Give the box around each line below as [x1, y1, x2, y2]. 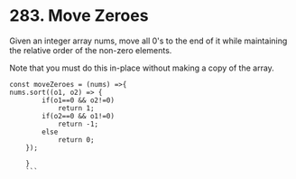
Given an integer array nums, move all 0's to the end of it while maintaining [9, 35, 288, 46]
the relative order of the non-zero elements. [9, 44, 172, 55]
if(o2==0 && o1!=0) [42, 111, 116, 120]
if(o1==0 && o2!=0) [42, 96, 116, 105]
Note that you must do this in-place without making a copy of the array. [9, 62, 275, 73]
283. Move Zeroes [9, 5, 149, 26]
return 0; [57, 135, 95, 145]
